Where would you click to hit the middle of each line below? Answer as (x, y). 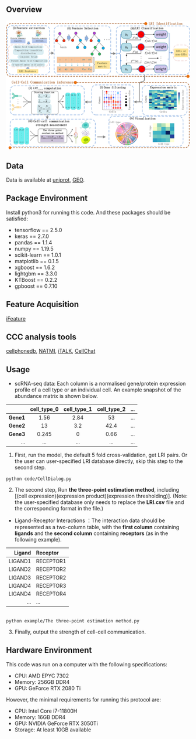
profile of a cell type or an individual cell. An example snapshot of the (98, 390)
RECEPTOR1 (51, 561)
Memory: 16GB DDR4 (40, 717)
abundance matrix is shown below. (56, 396)
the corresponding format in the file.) (59, 509)
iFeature (16, 318)
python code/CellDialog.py (39, 479)
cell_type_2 (111, 409)
